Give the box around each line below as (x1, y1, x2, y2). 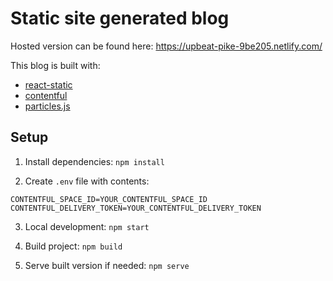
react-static (24, 78, 73, 91)
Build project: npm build (24, 240, 123, 252)
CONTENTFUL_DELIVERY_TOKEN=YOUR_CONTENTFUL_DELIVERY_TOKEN (10, 203, 262, 213)
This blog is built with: (10, 59, 101, 71)
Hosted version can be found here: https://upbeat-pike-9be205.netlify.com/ (10, 40, 323, 52)
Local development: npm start (24, 220, 150, 232)
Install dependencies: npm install (24, 155, 165, 167)
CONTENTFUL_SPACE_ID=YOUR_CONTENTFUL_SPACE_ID (10, 194, 208, 204)
